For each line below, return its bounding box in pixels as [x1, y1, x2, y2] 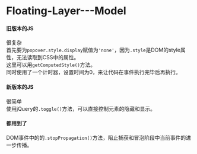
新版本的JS [6, 83, 34, 90]
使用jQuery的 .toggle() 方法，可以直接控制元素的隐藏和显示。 [6, 105, 156, 112]
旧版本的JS [6, 25, 34, 32]
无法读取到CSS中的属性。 [16, 54, 80, 61]
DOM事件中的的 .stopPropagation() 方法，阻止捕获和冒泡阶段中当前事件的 [6, 134, 186, 141]
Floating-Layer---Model [6, 4, 126, 18]
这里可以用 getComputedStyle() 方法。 [6, 61, 96, 69]
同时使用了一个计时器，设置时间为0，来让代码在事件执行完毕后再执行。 [6, 69, 181, 76]
